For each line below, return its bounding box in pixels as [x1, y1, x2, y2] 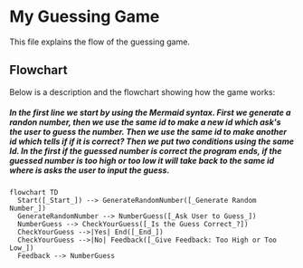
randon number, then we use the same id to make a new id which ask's [9, 117, 281, 128]
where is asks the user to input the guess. [9, 165, 170, 176]
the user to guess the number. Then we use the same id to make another [9, 127, 288, 138]
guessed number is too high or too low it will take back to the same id [9, 156, 275, 167]
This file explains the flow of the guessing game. [9, 36, 190, 47]
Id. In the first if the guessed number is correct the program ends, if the [9, 146, 282, 157]
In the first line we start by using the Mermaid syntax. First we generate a [9, 107, 291, 119]
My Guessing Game [9, 6, 160, 27]
